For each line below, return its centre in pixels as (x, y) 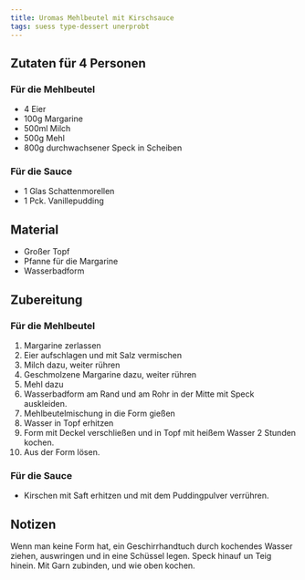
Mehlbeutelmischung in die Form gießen (100, 413)
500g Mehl (44, 139)
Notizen (33, 524)
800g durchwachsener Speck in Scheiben (103, 148)
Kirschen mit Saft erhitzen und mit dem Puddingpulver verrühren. (146, 496)
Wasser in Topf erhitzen (68, 423)
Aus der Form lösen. (62, 451)
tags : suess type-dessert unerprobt (80, 26)
